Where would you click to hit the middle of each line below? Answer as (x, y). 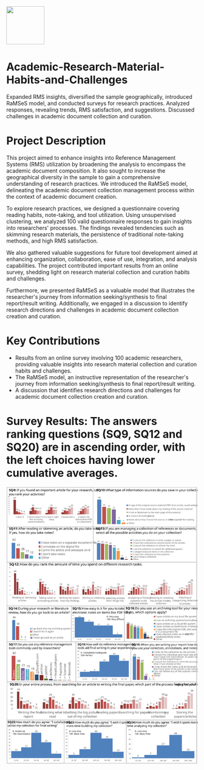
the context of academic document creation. (62, 196)
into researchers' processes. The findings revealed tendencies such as (95, 227)
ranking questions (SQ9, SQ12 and (94, 434)
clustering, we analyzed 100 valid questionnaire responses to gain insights (99, 221)
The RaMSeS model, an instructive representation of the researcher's (102, 377)
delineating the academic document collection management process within (100, 190)
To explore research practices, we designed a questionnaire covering (93, 208)
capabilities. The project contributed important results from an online (92, 265)
